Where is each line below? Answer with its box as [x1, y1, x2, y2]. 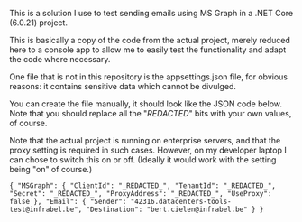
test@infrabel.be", [9, 205, 83, 214]
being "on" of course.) [9, 164, 93, 174]
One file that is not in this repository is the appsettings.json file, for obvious [9, 71, 288, 82]
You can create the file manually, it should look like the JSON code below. [9, 98, 282, 109]
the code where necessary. [9, 54, 111, 64]
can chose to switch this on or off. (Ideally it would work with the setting [9, 154, 277, 165]
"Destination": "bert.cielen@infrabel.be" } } [86, 205, 264, 214]
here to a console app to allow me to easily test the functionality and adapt [9, 44, 287, 55]
